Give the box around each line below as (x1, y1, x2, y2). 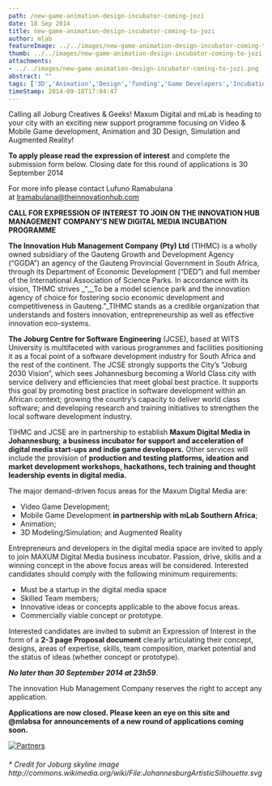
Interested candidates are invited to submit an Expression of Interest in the (8, 626, 257, 636)
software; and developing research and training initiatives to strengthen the (8, 403, 259, 413)
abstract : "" (8, 72, 53, 80)
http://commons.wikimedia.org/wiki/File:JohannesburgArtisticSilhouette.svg (8, 767, 263, 778)
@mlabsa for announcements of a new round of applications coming (8, 716, 244, 726)
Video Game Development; (19, 502, 111, 511)
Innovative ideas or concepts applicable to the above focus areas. (19, 602, 240, 612)
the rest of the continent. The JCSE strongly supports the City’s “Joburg (8, 360, 248, 370)
